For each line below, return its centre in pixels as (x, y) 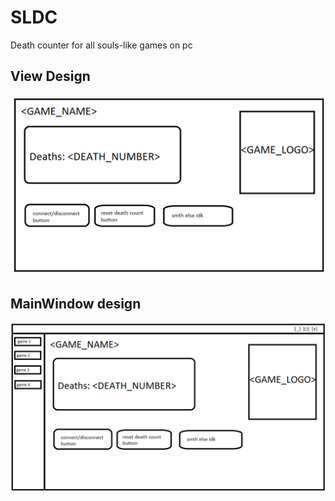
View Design (50, 76)
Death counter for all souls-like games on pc (101, 45)
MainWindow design (76, 303)
